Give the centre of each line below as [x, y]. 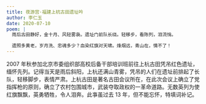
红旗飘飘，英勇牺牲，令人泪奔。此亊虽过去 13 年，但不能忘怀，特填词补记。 [102, 95]
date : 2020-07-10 [29, 23]
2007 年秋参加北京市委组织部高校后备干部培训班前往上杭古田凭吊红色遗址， [102, 64]
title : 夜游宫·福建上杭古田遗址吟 [45, 12]
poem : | [16, 29]
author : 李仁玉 [24, 18]
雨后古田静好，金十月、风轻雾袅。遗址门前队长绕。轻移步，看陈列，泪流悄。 [94, 35]
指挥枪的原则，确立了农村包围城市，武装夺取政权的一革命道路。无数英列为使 [103, 87]
